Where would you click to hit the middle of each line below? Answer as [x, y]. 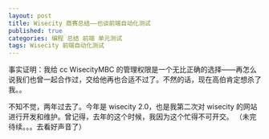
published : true [35, 31]
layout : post [30, 16]
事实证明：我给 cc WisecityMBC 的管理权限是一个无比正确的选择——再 [126, 70]
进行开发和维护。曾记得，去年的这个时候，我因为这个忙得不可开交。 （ [125, 117]
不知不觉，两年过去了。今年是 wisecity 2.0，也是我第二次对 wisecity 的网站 [133, 107]
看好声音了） [64, 127]
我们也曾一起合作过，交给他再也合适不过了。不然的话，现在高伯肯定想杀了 [138, 80]
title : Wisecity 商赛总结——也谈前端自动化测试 [79, 23]
